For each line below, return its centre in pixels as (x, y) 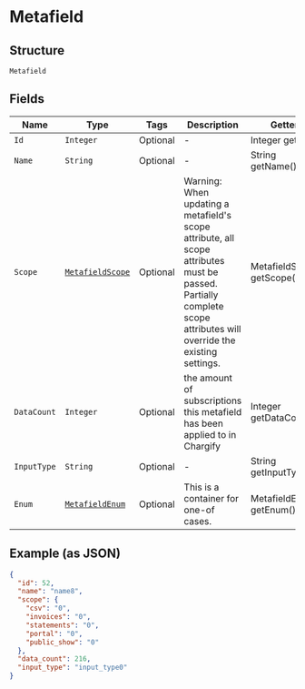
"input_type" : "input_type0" (73, 668)
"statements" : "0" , (63, 625)
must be (201, 272)
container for (211, 498)
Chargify (202, 446)
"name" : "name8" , (50, 592)
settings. (202, 363)
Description (212, 125)
